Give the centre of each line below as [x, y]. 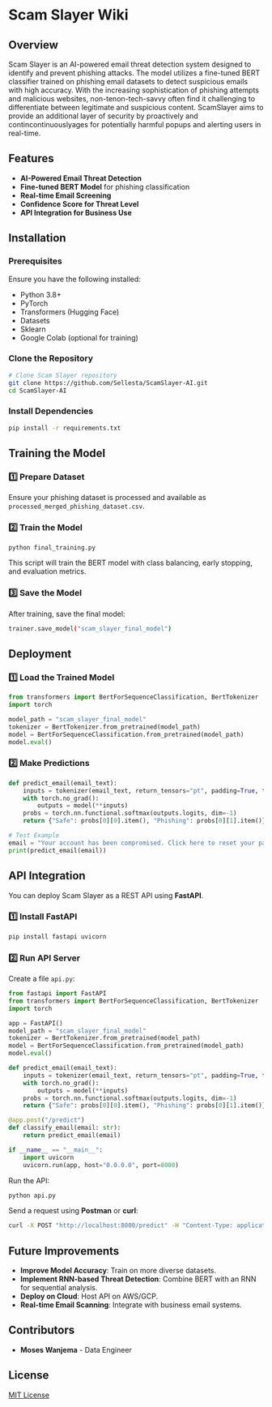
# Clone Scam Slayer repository [63, 375]
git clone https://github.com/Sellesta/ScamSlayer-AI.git [108, 383]
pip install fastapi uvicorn [57, 937]
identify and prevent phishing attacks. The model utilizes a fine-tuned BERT [134, 73]
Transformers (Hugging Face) [70, 312]
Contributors [42, 1330]
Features [31, 158]
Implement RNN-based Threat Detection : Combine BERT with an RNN [138, 1279]
